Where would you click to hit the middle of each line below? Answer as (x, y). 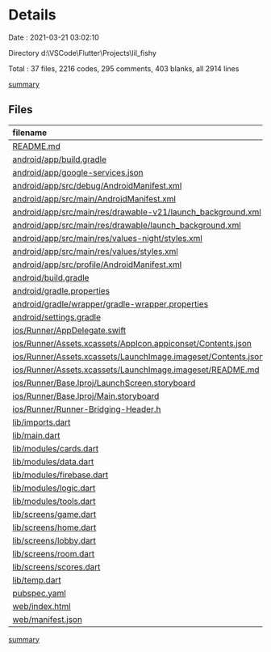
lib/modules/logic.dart (54, 488)
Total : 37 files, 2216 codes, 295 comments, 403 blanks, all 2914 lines (124, 68)
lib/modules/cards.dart (56, 448)
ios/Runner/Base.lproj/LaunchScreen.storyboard (104, 383)
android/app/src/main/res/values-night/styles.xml (108, 238)
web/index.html (42, 606)
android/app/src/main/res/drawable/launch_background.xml (127, 225)
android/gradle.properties (61, 290)
